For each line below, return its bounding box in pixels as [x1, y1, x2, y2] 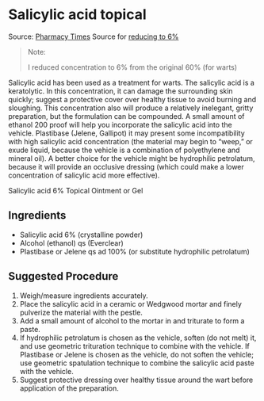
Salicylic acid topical [8, 6, 147, 24]
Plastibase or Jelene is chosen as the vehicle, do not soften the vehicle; [19, 349, 254, 359]
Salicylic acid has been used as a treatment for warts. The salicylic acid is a [8, 78, 255, 87]
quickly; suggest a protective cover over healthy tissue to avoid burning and [8, 94, 257, 104]
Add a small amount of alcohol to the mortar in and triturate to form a [19, 315, 245, 326]
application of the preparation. [19, 383, 119, 393]
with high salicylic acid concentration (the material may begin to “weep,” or [8, 136, 254, 146]
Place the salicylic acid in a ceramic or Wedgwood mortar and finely [19, 299, 242, 308]
